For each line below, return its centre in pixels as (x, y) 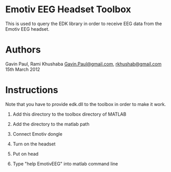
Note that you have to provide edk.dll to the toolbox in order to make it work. (86, 104)
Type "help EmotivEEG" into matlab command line (65, 164)
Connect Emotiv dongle (37, 134)
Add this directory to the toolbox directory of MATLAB (69, 114)
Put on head (26, 154)
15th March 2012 (23, 69)
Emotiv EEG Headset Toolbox (68, 9)
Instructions (32, 90)
